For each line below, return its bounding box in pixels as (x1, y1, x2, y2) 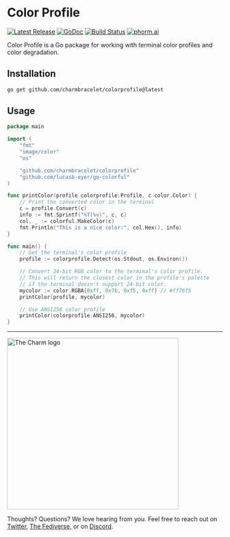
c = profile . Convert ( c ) (19, 205, 88, 212)
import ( (7, 136, 32, 143)
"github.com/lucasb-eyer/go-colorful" (19, 174, 130, 180)
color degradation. (7, 48, 60, 56)
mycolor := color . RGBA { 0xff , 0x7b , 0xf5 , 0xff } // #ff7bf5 (19, 287, 192, 294)
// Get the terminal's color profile (19, 249, 127, 256)
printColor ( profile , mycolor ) (19, 294, 106, 300)
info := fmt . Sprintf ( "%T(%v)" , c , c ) (19, 211, 127, 219)
